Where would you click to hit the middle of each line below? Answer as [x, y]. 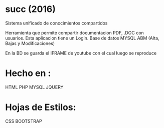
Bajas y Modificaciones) [30, 43]
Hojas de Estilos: [41, 107]
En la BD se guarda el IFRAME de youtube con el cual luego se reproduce [81, 53]
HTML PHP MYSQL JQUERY [34, 87]
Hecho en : [28, 73]
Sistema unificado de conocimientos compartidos [56, 23]
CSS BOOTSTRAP [24, 121]
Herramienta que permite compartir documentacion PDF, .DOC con [74, 32]
